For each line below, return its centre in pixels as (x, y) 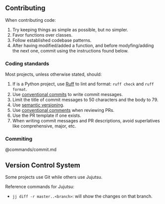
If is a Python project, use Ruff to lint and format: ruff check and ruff (83, 84)
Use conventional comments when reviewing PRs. (63, 110)
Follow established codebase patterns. (52, 40)
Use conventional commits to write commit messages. (67, 95)
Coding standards (27, 63)
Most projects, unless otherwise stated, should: (54, 74)
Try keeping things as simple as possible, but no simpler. (70, 30)
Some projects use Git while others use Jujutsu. (54, 177)
